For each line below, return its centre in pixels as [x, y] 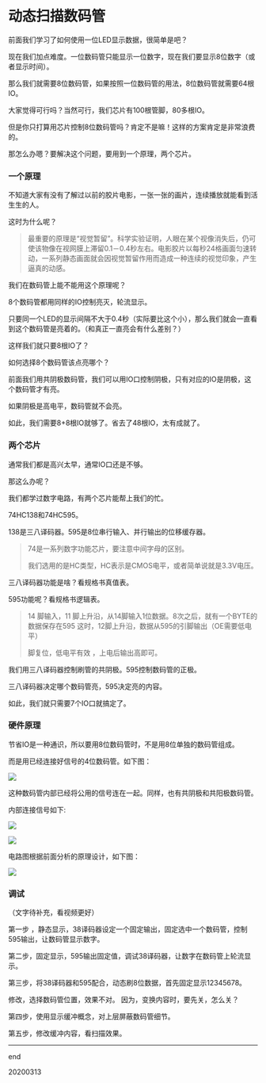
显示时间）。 [34, 66]
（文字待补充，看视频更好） [53, 913]
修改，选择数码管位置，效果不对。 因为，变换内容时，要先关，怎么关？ [123, 1000]
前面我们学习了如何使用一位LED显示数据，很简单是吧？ [98, 40]
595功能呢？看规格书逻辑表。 [56, 599]
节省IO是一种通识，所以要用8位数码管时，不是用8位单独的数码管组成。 [123, 744]
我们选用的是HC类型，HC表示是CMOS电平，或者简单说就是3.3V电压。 [142, 565]
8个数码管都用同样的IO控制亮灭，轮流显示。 [80, 302]
